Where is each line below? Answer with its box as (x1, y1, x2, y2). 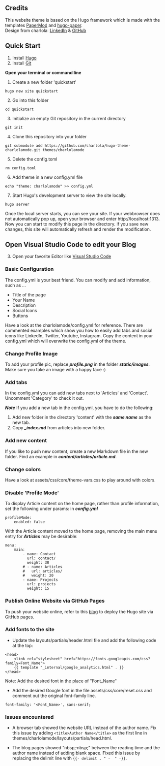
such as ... (5, 282, 26, 288)
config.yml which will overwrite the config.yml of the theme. (5, 338, 127, 344)
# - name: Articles (23, 565, 63, 570)
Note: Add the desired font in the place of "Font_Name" (5, 678, 117, 684)
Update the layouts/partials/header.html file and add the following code (12, 637, 157, 643)
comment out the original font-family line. (12, 693, 96, 699)
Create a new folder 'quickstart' (12, 79, 77, 85)
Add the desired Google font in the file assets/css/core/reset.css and (12, 687, 152, 693)
